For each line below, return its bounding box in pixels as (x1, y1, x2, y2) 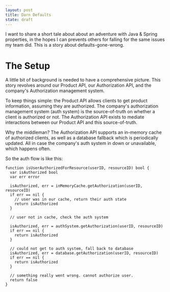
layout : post (5, 7, 33, 13)
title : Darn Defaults (5, 12, 52, 17)
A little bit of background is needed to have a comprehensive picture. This (5, 77, 161, 83)
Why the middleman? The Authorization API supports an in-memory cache (5, 129, 162, 136)
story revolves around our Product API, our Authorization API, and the (5, 82, 152, 89)
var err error (10, 175, 40, 180)
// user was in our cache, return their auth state (14, 197, 127, 202)
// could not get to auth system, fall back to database (10, 246, 134, 252)
